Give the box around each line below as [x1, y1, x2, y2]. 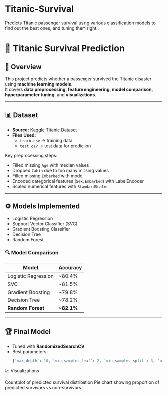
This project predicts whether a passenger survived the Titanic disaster [5, 76, 152, 82]
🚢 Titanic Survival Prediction [5, 43, 125, 54]
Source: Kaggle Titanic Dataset [12, 127, 77, 133]
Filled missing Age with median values [12, 162, 89, 168]
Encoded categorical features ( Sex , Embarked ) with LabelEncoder [12, 178, 144, 184]
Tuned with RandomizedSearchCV [12, 343, 84, 349]
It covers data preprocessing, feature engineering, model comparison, [5, 86, 153, 92]
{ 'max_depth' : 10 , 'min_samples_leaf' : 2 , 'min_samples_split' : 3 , [12, 358, 156, 363]
